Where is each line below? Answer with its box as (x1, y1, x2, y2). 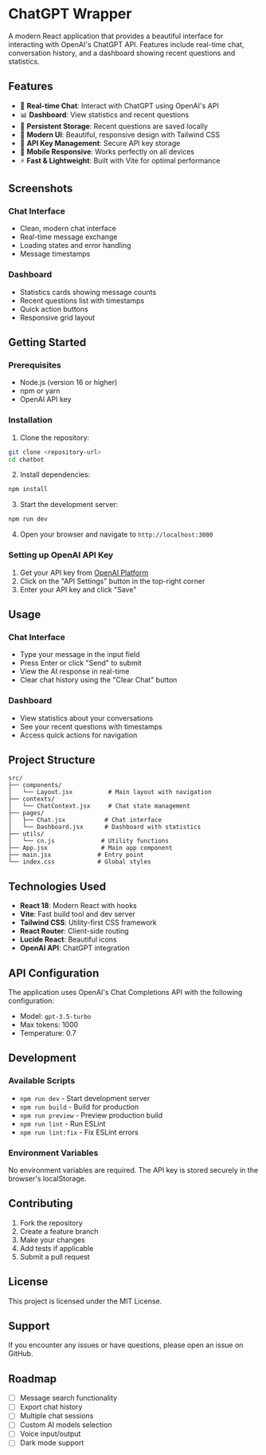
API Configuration (8, 966, 100, 980)
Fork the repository (19, 1217, 84, 1228)
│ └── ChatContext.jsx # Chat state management (8, 802, 191, 810)
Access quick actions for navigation (19, 730, 138, 740)
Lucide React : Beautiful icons (19, 934, 117, 945)
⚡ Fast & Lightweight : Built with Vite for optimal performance (19, 155, 221, 165)
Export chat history (19, 1402, 83, 1412)
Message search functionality (19, 1393, 118, 1403)
